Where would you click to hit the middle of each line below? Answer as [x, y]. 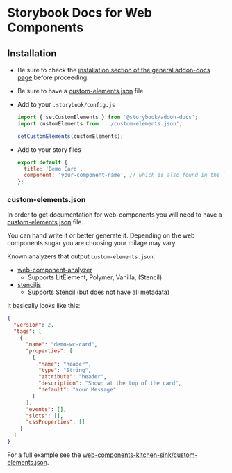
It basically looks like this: [44, 306]
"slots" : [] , [44, 416]
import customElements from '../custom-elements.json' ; [100, 123]
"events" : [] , [46, 409]
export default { [42, 162]
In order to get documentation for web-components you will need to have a [115, 215]
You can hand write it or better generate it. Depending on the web [101, 235]
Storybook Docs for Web [80, 13]
